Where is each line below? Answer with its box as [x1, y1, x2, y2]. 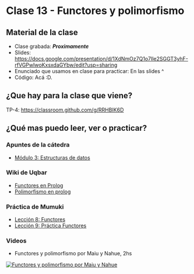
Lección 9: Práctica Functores [14, 222, 87, 229]
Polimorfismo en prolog [14, 188, 71, 195]
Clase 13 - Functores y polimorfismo [6, 4, 185, 18]
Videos [6, 237, 27, 245]
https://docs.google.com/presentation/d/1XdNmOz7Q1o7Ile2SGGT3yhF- [14, 56, 188, 62]
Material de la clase [6, 27, 79, 37]
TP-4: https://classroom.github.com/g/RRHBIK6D [6, 106, 124, 113]
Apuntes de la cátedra [6, 141, 70, 149]
